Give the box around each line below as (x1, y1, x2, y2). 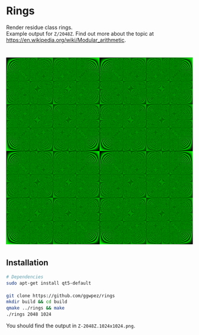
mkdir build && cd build (6, 299, 68, 305)
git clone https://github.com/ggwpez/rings (6, 292, 115, 299)
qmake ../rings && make (6, 305, 65, 311)
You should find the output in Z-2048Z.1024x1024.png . (6, 322, 136, 330)
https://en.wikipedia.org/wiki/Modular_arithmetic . (6, 36, 126, 43)
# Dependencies (6, 274, 44, 280)
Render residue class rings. (6, 24, 73, 31)
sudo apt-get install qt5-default (6, 280, 92, 286)
